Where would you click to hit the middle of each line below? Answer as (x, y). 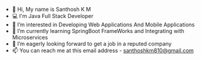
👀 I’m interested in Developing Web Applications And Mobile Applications (103, 25)
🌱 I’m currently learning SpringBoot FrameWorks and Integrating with (98, 31)
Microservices (30, 37)
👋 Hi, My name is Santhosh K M (51, 9)
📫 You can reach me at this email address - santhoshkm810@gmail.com (103, 50)
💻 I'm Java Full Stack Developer (53, 16)
